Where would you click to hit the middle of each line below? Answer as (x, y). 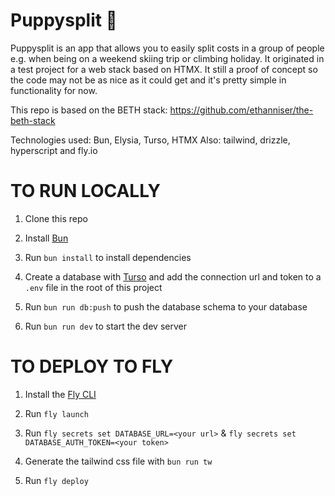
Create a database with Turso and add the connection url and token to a (173, 276)
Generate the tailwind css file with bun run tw (118, 461)
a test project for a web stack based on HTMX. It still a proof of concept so (164, 69)
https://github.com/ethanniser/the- (241, 110)
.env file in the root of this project (93, 287)
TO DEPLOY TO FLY (92, 366)
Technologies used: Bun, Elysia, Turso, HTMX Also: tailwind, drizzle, (150, 140)
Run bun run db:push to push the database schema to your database (166, 306)
